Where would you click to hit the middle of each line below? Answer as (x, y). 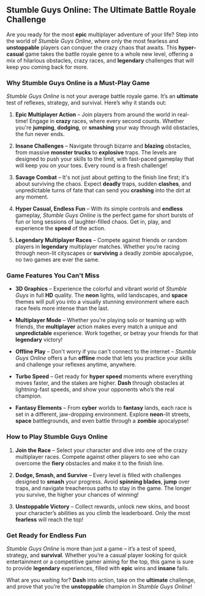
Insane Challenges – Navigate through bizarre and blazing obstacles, (103, 146)
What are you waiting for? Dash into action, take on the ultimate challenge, (101, 580)
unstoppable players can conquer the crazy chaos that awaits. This (92, 47)
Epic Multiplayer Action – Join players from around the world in (95, 115)
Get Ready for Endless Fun (47, 535)
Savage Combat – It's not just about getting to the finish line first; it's (102, 178)
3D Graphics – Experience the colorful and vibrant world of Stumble (101, 289)
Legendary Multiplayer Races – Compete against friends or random (101, 240)
